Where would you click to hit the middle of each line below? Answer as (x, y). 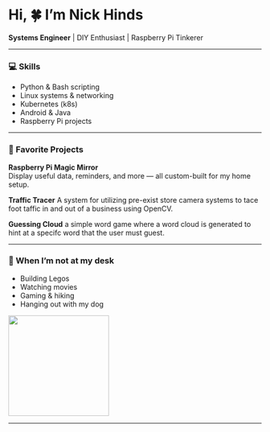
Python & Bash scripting (60, 87)
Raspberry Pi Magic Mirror (53, 167)
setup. (19, 184)
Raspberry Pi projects (56, 121)
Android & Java (45, 113)
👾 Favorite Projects (46, 150)
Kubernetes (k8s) (49, 104)
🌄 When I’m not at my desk (61, 261)
